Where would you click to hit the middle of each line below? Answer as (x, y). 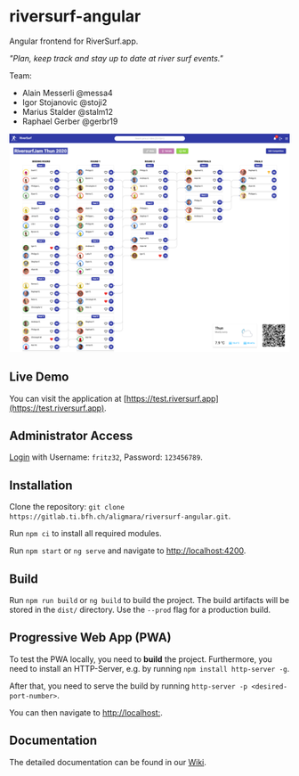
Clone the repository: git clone (67, 507)
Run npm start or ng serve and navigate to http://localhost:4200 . (128, 551)
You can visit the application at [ (68, 398)
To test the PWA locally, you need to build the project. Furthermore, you (141, 659)
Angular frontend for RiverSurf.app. (74, 41)
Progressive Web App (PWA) (90, 637)
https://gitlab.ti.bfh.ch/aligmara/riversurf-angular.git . (120, 516)
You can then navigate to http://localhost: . (86, 712)
